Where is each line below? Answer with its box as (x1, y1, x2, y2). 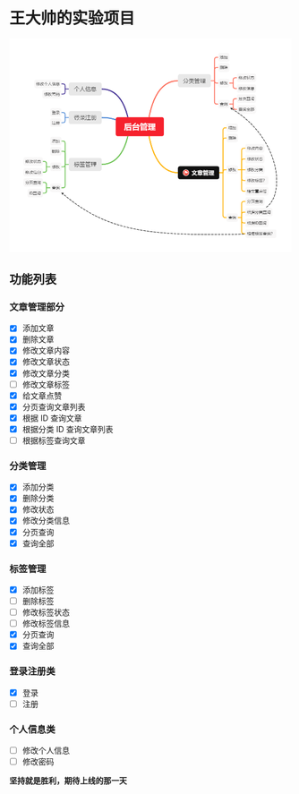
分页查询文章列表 (21, 401, 86, 412)
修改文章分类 (21, 368, 70, 379)
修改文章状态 (21, 356, 70, 367)
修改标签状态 (21, 607, 70, 618)
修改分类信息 (21, 516, 70, 526)
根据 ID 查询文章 (21, 413, 82, 423)
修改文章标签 (21, 379, 70, 389)
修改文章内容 (21, 346, 70, 356)
